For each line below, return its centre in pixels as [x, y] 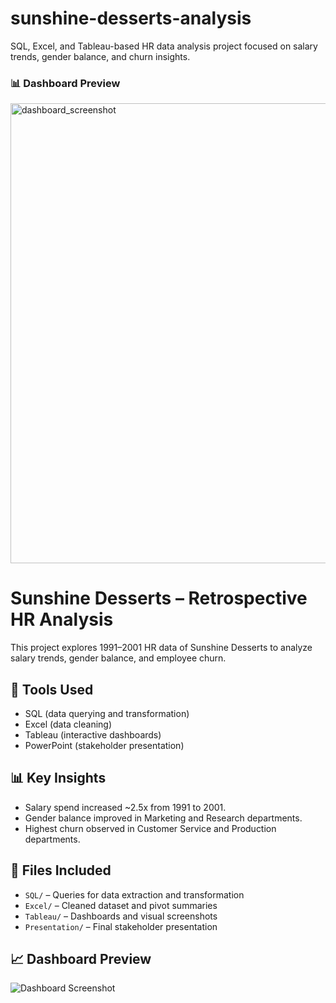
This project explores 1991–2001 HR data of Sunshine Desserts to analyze [161, 648]
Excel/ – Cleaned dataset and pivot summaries [121, 905]
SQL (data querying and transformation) [107, 713]
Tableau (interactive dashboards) [93, 734]
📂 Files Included [61, 870]
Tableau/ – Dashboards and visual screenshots [121, 916]
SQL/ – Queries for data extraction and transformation [134, 894]
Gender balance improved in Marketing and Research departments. [163, 818]
